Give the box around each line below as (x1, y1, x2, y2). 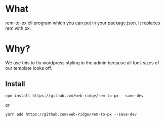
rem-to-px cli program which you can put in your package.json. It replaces (5, 20, 160, 26)
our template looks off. (5, 65, 52, 71)
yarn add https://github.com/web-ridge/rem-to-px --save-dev (5, 112, 137, 117)
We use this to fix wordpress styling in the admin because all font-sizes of (5, 59, 159, 66)
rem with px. (5, 25, 31, 31)
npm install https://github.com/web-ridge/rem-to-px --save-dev (5, 93, 144, 98)
